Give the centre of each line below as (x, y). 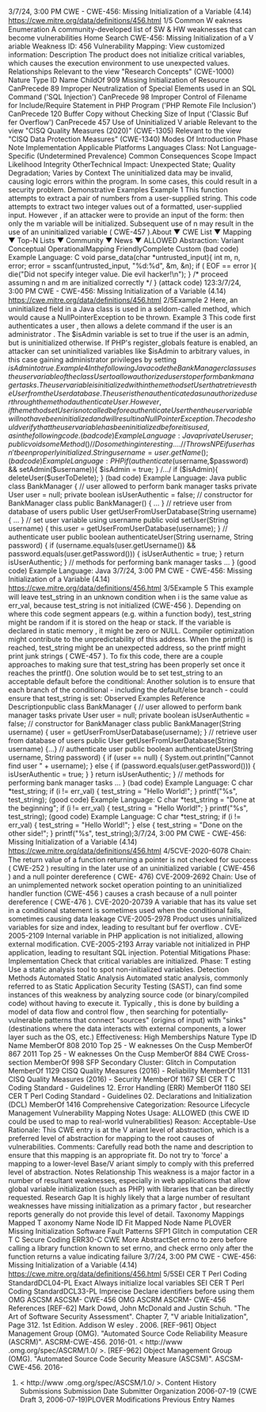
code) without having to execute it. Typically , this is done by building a (124, 1003)
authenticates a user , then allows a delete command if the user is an (120, 326)
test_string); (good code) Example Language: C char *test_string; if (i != (125, 816)
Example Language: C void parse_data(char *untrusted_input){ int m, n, (124, 257)
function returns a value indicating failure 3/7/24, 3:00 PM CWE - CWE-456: (133, 1256)
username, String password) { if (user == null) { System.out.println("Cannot (131, 757)
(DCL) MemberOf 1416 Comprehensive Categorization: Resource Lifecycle (129, 1104)
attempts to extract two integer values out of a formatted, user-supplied (125, 207)
